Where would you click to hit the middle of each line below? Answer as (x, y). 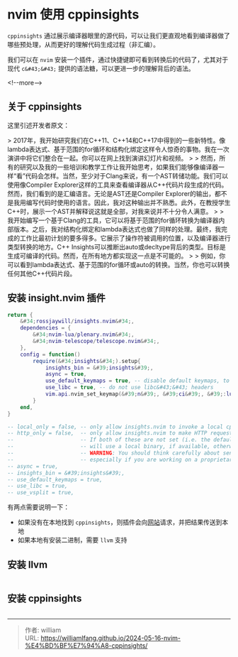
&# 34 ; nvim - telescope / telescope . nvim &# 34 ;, (96, 342)
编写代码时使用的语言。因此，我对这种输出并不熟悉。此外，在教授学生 (128, 202)
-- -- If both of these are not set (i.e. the (109, 440)
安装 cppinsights (45, 598)
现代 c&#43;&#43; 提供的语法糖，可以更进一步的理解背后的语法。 (101, 68)
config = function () (50, 354)
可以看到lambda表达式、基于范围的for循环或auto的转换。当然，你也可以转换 (119, 264)
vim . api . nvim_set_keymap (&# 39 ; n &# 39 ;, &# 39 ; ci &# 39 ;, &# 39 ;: (136, 394)
